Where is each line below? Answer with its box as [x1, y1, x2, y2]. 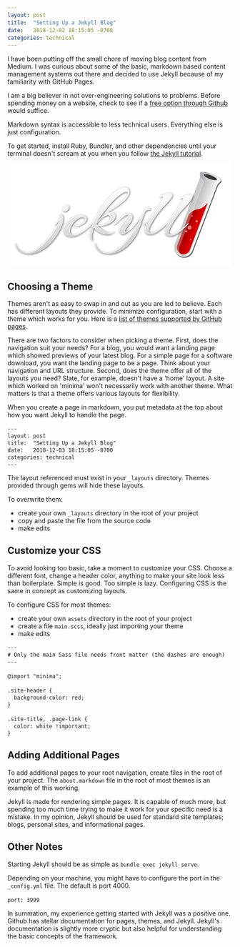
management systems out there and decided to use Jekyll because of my [7, 70, 224, 79]
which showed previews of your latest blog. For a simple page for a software [7, 351, 233, 360]
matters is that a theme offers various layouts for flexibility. [7, 390, 180, 398]
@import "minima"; [7, 673, 62, 680]
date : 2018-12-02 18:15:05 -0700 [7, 26, 114, 34]
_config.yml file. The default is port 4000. [7, 881, 131, 890]
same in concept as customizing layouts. [7, 586, 127, 595]
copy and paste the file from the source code [17, 517, 151, 525]
